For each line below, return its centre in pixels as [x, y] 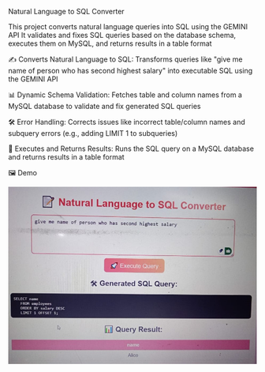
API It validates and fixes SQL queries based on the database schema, [122, 35]
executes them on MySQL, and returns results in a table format [110, 43]
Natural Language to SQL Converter [66, 11]
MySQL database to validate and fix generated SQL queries [105, 106]
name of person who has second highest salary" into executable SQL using [131, 71]
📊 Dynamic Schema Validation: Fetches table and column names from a [125, 95]
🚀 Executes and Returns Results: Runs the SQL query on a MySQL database [131, 148]
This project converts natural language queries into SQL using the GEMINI [128, 26]
